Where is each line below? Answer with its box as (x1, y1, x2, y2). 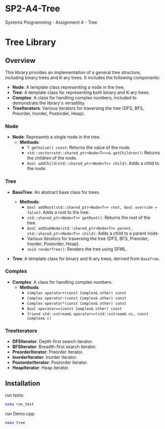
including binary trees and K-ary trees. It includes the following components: (5, 75, 160, 81)
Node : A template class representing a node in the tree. (12, 84, 125, 90)
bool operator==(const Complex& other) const (27, 306, 122, 311)
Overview (5, 56, 36, 65)
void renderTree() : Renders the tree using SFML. (27, 246, 128, 252)
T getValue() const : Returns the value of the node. (27, 144, 131, 151)
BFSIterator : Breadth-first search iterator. (12, 344, 97, 350)
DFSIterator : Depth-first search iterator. (12, 339, 93, 344)
